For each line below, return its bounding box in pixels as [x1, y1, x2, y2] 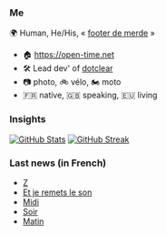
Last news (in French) [9, 157, 107, 169]
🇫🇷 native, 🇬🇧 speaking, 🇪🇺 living [22, 89, 158, 101]
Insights [9, 113, 46, 126]
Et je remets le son [22, 187, 93, 198]
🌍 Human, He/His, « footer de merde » [9, 27, 156, 38]
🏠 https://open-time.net [22, 49, 115, 60]
